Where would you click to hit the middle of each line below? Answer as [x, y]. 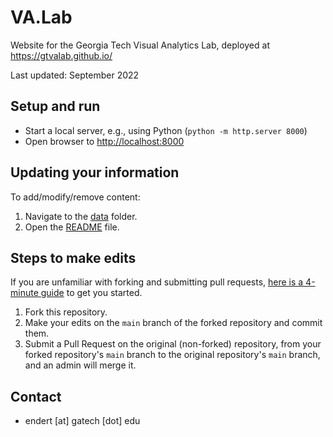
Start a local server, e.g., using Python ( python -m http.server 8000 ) [166, 130]
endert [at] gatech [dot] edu [82, 421]
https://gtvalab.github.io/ [61, 55]
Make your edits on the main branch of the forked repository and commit [173, 323]
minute [24, 293]
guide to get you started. [91, 293]
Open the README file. [72, 227]
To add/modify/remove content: [75, 197]
